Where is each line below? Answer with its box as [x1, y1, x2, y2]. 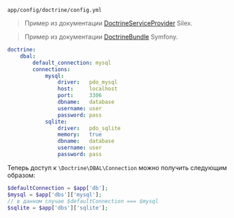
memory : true [57, 131, 102, 139]
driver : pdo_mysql [57, 79, 118, 86]
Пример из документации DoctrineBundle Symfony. [24, 32, 178, 41]
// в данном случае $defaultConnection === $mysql [7, 198, 159, 205]
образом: [7, 171, 36, 179]
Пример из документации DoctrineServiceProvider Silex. [24, 19, 193, 27]
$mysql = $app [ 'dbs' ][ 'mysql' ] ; [7, 191, 102, 198]
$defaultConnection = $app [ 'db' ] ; [7, 184, 109, 191]
